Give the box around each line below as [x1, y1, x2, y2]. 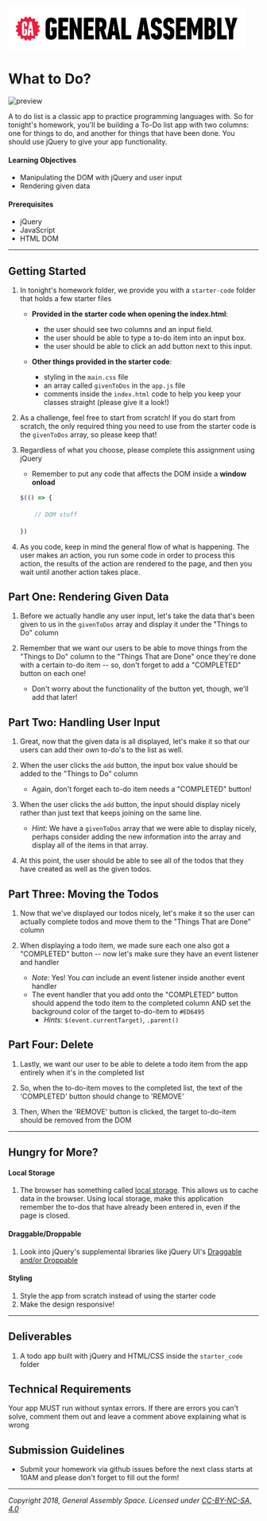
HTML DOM [19, 234, 60, 244]
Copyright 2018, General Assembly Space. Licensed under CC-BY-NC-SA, [8, 1496, 252, 1505]
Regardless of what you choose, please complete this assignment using [19, 446, 256, 455]
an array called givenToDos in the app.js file [43, 380, 186, 391]
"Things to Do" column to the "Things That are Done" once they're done [19, 652, 257, 662]
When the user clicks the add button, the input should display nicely [19, 800, 241, 809]
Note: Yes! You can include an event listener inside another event [31, 972, 246, 982]
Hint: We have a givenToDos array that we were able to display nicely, [31, 824, 257, 833]
